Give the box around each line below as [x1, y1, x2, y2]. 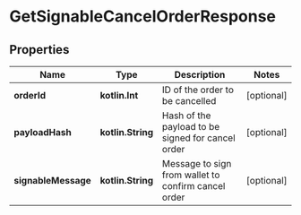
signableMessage [13, 175, 91, 186]
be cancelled [161, 95, 217, 107]
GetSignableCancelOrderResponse [9, 6, 276, 27]
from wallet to [161, 168, 220, 181]
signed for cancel [161, 132, 236, 144]
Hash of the [161, 109, 211, 122]
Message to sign [161, 158, 232, 169]
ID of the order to [161, 83, 235, 96]
